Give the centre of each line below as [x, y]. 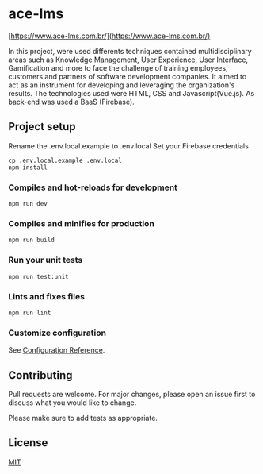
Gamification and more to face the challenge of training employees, [118, 67]
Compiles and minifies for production [81, 223]
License [28, 443]
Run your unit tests [46, 260]
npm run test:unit [38, 276]
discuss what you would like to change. [72, 403]
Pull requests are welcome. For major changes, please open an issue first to [132, 395]
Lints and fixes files [47, 296]
